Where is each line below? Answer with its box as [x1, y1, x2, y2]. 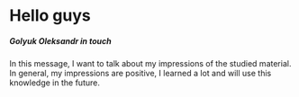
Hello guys [9, 5, 92, 26]
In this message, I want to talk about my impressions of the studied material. [9, 58, 292, 69]
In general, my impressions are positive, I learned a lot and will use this [9, 68, 272, 79]
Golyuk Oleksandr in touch [9, 35, 112, 46]
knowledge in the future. [9, 77, 101, 88]
